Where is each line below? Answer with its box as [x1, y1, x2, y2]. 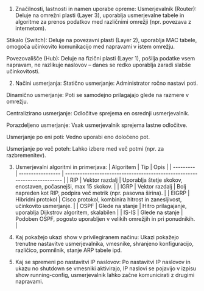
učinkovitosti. [6, 68, 40, 75]
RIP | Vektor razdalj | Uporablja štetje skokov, [69, 176, 183, 184]
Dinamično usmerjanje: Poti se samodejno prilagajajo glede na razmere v [6, 92, 189, 98]
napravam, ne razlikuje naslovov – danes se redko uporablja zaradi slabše [6, 61, 191, 68]
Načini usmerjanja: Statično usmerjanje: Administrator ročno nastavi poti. [15, 79, 198, 87]
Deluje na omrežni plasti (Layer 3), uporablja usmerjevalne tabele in [15, 12, 185, 19]
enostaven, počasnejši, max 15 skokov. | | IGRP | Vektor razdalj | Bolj [15, 183, 187, 190]
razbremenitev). [6, 152, 47, 159]
